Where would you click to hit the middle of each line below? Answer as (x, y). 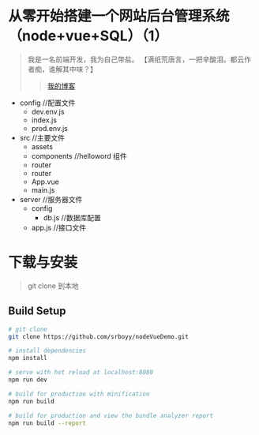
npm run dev (28, 380)
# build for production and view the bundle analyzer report (111, 415)
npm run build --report (47, 423)
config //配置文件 (47, 103)
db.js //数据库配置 (72, 217)
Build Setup (37, 311)
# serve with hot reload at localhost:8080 (81, 373)
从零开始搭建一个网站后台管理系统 (119, 16)
